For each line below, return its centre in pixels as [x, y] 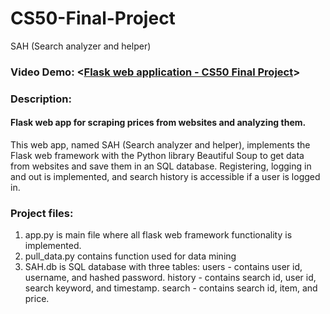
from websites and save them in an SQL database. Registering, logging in [161, 166]
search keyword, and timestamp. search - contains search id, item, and [171, 288]
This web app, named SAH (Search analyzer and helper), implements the [160, 144]
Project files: [42, 213]
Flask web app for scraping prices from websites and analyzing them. [158, 123]
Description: [41, 99]
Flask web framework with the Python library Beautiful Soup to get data [157, 155]
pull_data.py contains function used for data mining [130, 256]
